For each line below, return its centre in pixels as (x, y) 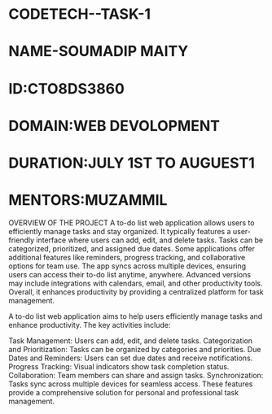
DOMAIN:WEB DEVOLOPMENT (114, 126)
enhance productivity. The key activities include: (90, 325)
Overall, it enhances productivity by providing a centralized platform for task (136, 292)
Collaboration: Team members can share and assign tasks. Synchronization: (136, 375)
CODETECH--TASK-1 (80, 14)
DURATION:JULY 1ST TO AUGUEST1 (132, 163)
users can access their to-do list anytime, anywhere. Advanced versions (129, 274)
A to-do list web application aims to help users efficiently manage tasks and (136, 316)
